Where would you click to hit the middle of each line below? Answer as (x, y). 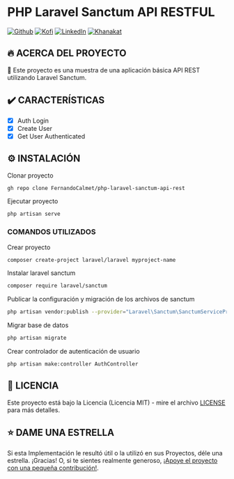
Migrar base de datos (38, 325)
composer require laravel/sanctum (57, 286)
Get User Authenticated (51, 136)
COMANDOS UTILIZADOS (52, 232)
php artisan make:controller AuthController (73, 364)
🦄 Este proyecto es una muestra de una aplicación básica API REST (104, 70)
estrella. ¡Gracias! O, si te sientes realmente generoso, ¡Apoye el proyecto (112, 460)
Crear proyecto (29, 247)
